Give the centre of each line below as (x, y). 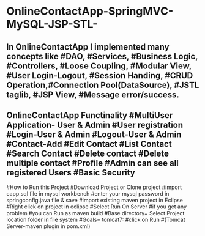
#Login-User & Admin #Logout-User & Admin (94, 134)
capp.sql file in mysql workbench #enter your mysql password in (88, 194)
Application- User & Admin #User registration (95, 124)
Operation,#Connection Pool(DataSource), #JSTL (103, 85)
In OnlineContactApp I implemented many (88, 47)
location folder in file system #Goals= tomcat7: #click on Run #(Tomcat (96, 220)
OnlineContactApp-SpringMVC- (90, 11)
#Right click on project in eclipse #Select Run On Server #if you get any (97, 207)
